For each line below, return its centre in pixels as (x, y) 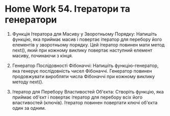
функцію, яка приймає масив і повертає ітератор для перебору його (87, 39)
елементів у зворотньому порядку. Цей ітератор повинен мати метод (88, 44)
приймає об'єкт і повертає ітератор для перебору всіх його (77, 97)
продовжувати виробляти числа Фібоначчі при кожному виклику (83, 76)
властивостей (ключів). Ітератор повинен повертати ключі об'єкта (85, 102)
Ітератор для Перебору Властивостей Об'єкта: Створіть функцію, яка (88, 91)
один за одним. (29, 108)
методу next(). (28, 82)
